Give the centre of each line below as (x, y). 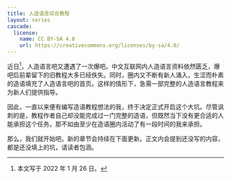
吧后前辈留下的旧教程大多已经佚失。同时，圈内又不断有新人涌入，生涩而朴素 (115, 75)
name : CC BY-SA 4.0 (47, 39)
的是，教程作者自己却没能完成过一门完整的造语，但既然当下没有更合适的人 (118, 115)
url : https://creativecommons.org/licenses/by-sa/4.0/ (100, 45)
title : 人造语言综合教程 (38, 13)
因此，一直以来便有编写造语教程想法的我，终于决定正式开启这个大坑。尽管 (112, 107)
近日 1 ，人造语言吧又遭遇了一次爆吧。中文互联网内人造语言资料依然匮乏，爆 (113, 66)
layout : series (29, 20)
